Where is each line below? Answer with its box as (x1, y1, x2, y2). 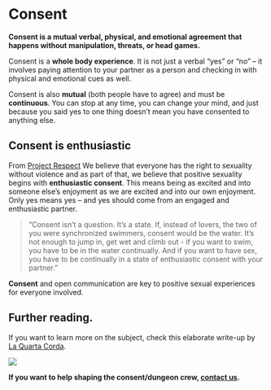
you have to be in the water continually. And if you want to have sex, (28, 245, 258, 255)
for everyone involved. (8, 287, 84, 297)
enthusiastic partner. (8, 204, 78, 213)
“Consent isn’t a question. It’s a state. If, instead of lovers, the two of (28, 219, 258, 229)
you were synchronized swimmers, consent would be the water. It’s (28, 228, 255, 238)
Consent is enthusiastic (8, 139, 132, 153)
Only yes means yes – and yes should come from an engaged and (8, 195, 229, 204)
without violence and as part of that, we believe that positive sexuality (8, 169, 243, 179)
